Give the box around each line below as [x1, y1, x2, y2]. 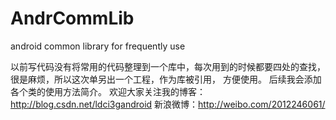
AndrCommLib [10, 7, 135, 30]
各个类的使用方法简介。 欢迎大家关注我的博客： [10, 85, 206, 97]
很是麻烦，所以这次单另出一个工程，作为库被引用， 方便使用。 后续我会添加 [10, 73, 322, 85]
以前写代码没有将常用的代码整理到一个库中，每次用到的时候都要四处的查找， [10, 60, 326, 72]
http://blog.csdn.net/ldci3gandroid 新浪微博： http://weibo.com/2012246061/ [10, 98, 326, 110]
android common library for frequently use [10, 40, 186, 52]
